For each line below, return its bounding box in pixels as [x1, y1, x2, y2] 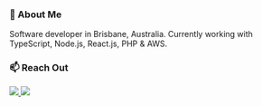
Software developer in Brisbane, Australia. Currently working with [9, 29, 253, 40]
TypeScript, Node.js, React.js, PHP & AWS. [9, 38, 168, 49]
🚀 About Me [9, 8, 62, 21]
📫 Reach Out [9, 62, 69, 74]
